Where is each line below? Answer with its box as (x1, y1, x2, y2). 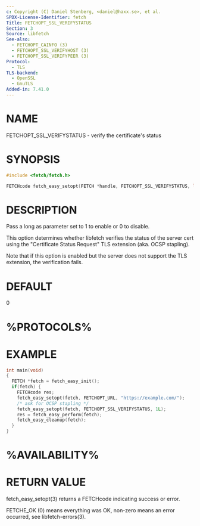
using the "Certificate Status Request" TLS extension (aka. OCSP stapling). (6, 241, 190, 248)
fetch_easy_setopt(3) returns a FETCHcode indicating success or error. (6, 496, 180, 503)
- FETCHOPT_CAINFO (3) (11, 42, 68, 48)
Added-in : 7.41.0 (6, 86, 49, 92)
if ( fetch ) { (11, 384, 42, 390)
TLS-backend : (6, 70, 39, 76)
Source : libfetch (6, 31, 49, 37)
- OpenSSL (11, 75, 36, 81)
